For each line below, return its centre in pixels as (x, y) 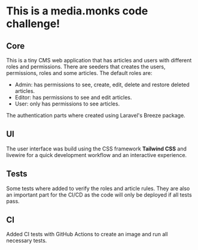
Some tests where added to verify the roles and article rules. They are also (98, 188)
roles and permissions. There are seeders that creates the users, (86, 67)
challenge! (33, 24)
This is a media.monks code (77, 11)
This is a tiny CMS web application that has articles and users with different (99, 60)
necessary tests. (27, 240)
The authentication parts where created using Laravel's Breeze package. (96, 115)
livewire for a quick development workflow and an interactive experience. (97, 155)
